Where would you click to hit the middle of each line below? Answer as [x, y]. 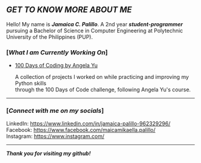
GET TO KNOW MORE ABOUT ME [69, 10]
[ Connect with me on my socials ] [55, 111]
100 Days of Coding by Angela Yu [56, 66]
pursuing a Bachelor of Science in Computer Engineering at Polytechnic [95, 30]
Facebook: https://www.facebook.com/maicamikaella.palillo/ [81, 130]
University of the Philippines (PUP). [50, 37]
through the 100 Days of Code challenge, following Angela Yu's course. [103, 90]
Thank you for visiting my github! [48, 153]
